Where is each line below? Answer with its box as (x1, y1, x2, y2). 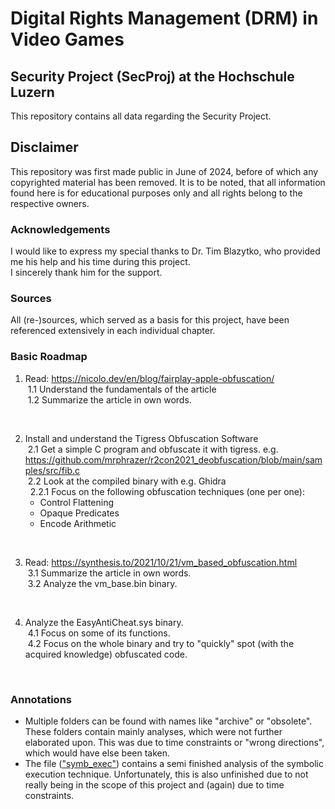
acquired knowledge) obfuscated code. (24, 648, 188, 660)
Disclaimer (10, 139, 79, 156)
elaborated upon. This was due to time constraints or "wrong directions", (24, 737, 325, 748)
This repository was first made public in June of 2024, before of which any (10, 165, 319, 177)
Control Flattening (39, 496, 115, 508)
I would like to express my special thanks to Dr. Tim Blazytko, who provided (10, 245, 321, 257)
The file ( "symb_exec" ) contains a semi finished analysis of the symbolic (24, 758, 324, 769)
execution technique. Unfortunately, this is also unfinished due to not (24, 768, 309, 780)
